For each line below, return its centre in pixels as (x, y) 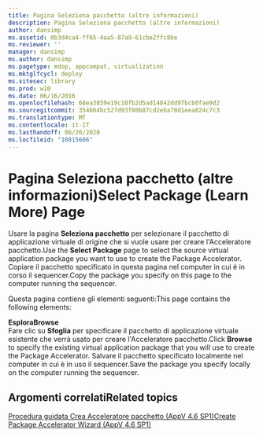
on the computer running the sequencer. (74, 373)
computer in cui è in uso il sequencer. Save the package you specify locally (129, 364)
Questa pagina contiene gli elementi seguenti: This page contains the (119, 299)
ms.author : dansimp (40, 60)
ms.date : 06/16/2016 (42, 96)
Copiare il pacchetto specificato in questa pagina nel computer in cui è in (127, 267)
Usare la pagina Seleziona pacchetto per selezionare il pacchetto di (119, 233)
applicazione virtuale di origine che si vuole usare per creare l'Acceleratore (130, 242)
